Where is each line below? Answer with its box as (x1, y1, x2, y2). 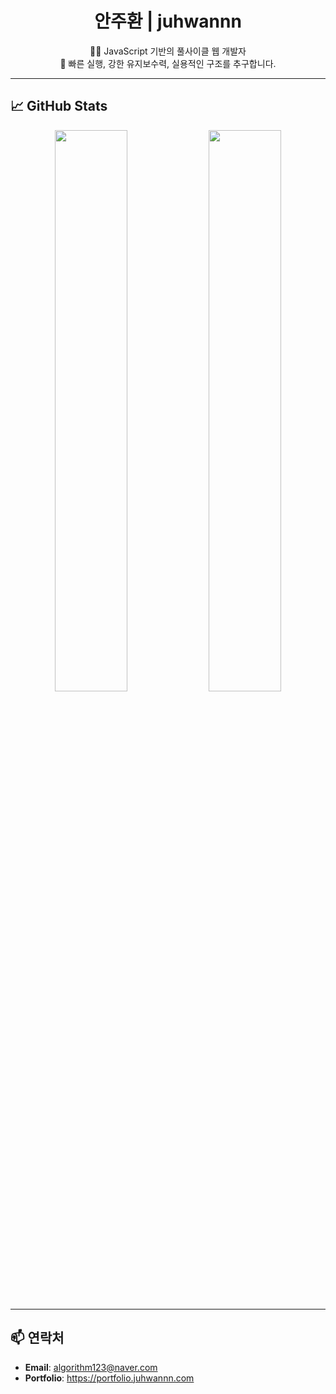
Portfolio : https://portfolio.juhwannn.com (24, 1372, 195, 1384)
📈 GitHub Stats (10, 98, 108, 115)
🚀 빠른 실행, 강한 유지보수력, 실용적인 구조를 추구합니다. (59, 57, 277, 69)
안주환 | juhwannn (94, 10, 242, 33)
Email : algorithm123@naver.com (24, 1361, 158, 1373)
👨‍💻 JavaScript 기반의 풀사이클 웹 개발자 (89, 45, 247, 57)
